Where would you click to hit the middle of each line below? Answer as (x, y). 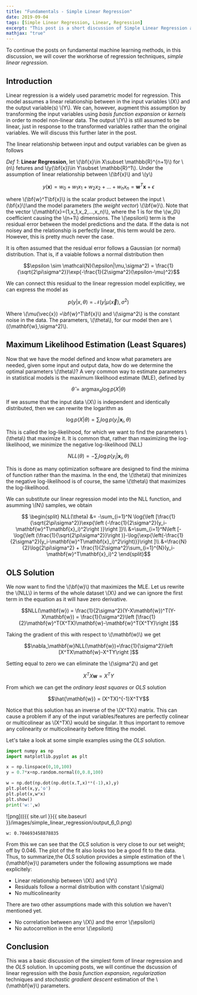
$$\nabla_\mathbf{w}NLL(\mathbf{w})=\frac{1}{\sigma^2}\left (98, 646)
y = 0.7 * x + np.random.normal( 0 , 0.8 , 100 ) (55, 773)
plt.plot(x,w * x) (26, 794)
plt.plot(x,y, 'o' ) (28, 789)
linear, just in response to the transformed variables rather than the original (96, 126)
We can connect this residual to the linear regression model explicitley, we (96, 283)
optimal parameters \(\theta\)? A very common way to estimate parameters (96, 371)
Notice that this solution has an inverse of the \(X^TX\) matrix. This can (92, 710)
